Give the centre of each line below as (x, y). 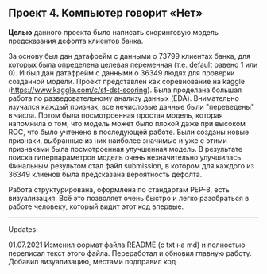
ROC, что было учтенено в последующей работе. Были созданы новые (129, 132)
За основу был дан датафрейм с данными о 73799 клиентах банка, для (130, 56)
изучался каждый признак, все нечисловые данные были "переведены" (132, 106)
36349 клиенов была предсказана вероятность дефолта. (105, 174)
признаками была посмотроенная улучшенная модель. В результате (126, 149)
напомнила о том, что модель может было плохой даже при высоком (127, 123)
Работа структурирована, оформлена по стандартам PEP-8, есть (119, 189)
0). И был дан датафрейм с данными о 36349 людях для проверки (122, 73)
